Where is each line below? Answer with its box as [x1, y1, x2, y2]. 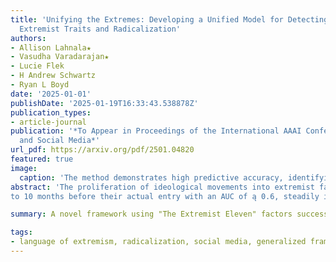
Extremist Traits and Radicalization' [19, 24, 182, 34]
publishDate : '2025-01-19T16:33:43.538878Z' [10, 98, 199, 108]
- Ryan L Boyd [10, 80, 70, 90]
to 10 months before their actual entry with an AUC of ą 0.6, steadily [10, 191, 320, 201]
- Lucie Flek [10, 61, 65, 71]
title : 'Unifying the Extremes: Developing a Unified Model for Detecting [10, 14, 329, 25]
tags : [10, 227, 33, 238]
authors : [10, 33, 47, 43]
